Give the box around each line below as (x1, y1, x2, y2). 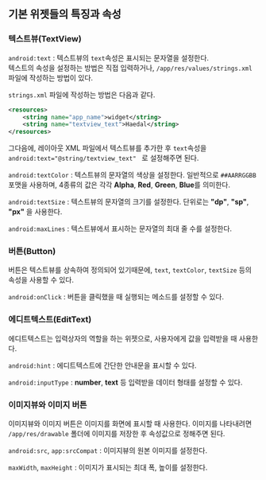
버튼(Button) (8, 246, 56, 257)
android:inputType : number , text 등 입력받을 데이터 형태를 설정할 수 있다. (8, 377, 243, 387)
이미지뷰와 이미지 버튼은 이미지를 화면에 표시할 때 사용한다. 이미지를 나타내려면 (8, 419, 253, 428)
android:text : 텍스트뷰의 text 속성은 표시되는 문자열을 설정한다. (8, 53, 209, 62)
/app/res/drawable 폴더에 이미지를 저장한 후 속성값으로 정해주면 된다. (8, 429, 226, 439)
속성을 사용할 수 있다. (8, 275, 74, 285)
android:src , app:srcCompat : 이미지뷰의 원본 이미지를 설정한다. (8, 446, 208, 455)
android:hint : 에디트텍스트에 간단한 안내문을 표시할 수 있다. (8, 361, 197, 370)
